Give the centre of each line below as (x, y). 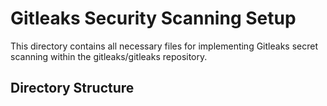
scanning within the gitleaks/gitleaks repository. (109, 56)
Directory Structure (72, 88)
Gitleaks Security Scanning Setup (153, 18)
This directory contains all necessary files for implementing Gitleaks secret (164, 46)
